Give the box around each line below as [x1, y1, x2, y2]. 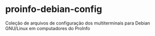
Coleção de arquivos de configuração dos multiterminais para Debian [5, 20, 150, 26]
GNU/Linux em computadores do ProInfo [5, 25, 90, 31]
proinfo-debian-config [5, 3, 102, 15]
